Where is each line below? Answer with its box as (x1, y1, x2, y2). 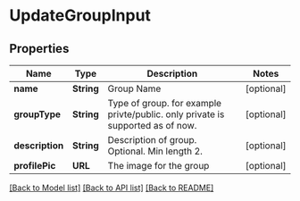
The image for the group (107, 160, 210, 172)
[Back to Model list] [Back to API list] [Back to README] (9, 182, 214, 193)
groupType (13, 108, 61, 121)
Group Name (107, 82, 162, 95)
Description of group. (107, 134, 197, 146)
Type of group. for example (107, 97, 221, 109)
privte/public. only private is (107, 108, 225, 121)
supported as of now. (107, 120, 197, 131)
